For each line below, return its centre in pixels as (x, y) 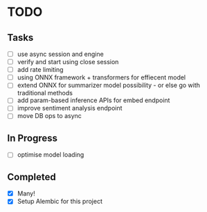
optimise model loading (51, 155)
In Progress (32, 138)
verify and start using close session (68, 62)
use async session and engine (60, 54)
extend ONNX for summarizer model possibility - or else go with (109, 85)
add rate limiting (40, 70)
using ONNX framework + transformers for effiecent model (101, 77)
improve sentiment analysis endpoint (70, 108)
